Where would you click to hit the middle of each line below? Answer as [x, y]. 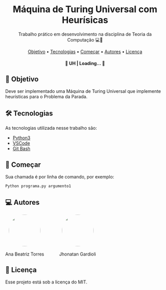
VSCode [21, 143]
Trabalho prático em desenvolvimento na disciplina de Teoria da [85, 34]
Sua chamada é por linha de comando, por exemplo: [60, 176]
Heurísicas [85, 20]
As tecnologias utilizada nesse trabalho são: [51, 128]
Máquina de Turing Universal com [85, 9]
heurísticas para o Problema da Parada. [46, 97]
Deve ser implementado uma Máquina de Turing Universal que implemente [83, 91]
